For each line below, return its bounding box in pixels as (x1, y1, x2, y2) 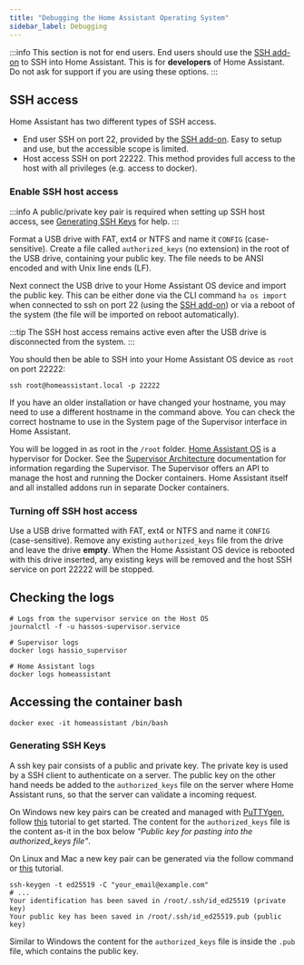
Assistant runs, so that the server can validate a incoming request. (9, 789, 257, 800)
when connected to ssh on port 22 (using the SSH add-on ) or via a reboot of (9, 299, 296, 310)
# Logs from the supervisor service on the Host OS (9, 614, 209, 623)
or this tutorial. (9, 862, 64, 873)
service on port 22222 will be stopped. (9, 564, 154, 575)
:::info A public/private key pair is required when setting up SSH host (9, 206, 266, 217)
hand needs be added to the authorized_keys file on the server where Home (9, 779, 294, 790)
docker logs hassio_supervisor (9, 645, 128, 655)
